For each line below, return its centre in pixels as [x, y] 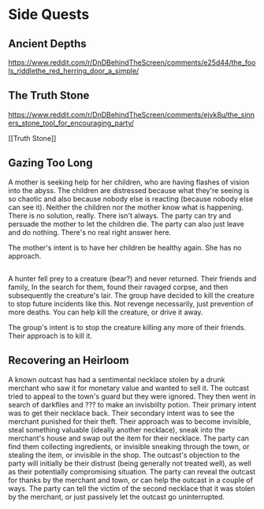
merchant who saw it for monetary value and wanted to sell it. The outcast [129, 388]
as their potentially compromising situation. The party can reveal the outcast [132, 471]
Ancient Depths [47, 44]
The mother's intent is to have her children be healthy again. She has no [125, 247]
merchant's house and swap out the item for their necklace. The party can [129, 438]
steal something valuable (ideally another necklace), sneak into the [117, 429]
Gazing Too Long [50, 163]
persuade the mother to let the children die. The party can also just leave [126, 224]
